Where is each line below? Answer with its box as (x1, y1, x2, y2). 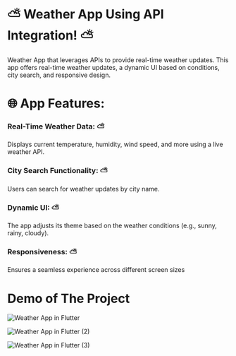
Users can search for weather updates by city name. (7, 184, 160, 193)
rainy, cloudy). (7, 229, 49, 237)
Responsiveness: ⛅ (7, 247, 77, 256)
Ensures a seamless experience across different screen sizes (7, 266, 185, 274)
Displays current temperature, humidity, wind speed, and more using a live (7, 140, 223, 149)
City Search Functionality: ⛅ (7, 166, 108, 176)
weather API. (7, 148, 44, 156)
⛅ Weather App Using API (7, 6, 164, 23)
